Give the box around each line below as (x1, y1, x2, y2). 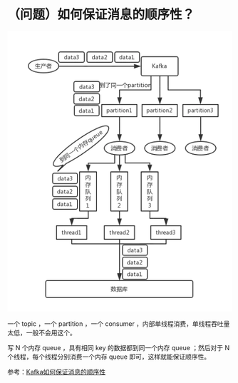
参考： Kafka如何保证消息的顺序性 (7, 367, 105, 376)
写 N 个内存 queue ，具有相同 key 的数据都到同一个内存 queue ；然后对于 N (7, 343, 230, 352)
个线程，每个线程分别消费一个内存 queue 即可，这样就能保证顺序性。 (7, 352, 211, 361)
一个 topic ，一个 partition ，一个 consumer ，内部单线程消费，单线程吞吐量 (7, 319, 230, 328)
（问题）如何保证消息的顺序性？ (7, 6, 195, 23)
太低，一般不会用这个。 (7, 328, 76, 337)
